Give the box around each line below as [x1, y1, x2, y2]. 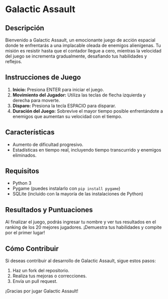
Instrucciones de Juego [5, 73, 81, 82]
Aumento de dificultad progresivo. [12, 141, 83, 147]
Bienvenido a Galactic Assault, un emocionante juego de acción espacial [5, 37, 156, 43]
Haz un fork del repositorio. [12, 268, 69, 274]
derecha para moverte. [12, 97, 60, 103]
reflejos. [5, 59, 23, 64]
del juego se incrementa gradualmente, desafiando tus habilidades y [5, 53, 147, 59]
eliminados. [12, 152, 37, 158]
